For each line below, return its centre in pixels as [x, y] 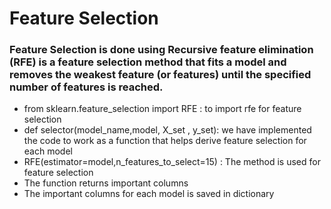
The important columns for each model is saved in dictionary [149, 194]
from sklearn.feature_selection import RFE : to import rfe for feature [162, 109]
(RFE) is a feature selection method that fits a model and [148, 62]
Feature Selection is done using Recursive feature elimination [161, 50]
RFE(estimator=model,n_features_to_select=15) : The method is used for [172, 162]
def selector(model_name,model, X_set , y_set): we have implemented [167, 130]
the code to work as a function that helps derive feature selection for [165, 141]
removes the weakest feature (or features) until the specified [160, 75]
